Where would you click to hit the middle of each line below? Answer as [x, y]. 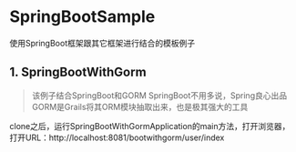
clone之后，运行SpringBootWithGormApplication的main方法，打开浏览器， [150, 126]
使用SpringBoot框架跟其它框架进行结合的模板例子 [102, 43]
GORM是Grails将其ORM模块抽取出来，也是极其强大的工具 [140, 106]
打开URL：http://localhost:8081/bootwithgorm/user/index [117, 137]
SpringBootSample [82, 17]
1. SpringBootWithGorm [78, 72]
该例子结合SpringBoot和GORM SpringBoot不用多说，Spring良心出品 [159, 95]
